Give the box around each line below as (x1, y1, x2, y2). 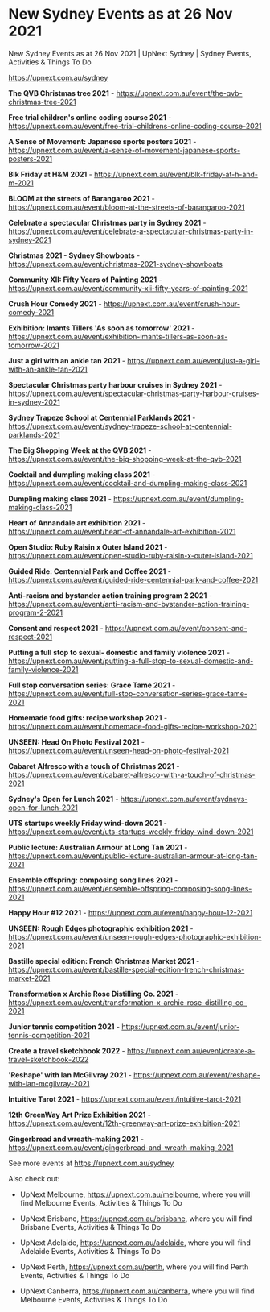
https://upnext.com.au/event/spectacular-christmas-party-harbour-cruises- (8, 388, 260, 398)
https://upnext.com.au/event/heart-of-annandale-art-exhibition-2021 (8, 526, 236, 536)
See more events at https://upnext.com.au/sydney (8, 1158, 174, 1168)
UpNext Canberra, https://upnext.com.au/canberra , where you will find (19, 1286, 255, 1296)
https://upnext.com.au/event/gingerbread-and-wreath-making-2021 (8, 1142, 234, 1152)
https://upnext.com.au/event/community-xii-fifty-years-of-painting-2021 (8, 283, 248, 293)
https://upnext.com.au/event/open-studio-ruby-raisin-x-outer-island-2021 (8, 550, 253, 560)
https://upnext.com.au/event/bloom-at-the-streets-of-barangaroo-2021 (8, 202, 245, 212)
